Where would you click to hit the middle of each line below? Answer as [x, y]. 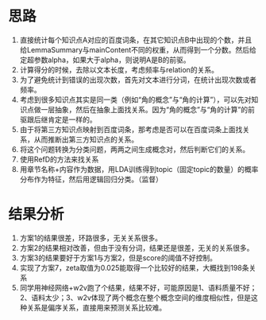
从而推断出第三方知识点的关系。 [86, 139]
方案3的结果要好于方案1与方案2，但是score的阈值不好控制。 [118, 258]
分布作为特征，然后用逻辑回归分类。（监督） [91, 179]
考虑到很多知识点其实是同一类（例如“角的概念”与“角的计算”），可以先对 [135, 100]
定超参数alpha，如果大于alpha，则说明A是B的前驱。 [105, 60]
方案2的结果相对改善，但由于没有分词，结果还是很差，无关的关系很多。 [137, 248]
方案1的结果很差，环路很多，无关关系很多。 [91, 238]
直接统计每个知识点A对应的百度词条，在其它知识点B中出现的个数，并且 [136, 40]
